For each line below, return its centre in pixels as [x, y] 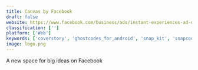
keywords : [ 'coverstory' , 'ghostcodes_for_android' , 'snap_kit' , [88, 38]
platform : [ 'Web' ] [29, 33]
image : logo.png [26, 44]
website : [17, 22]
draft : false [22, 17]
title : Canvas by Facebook [39, 11]
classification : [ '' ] [33, 28]
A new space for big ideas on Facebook [55, 60]
